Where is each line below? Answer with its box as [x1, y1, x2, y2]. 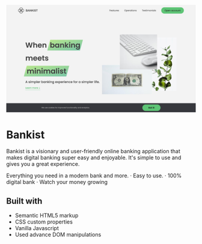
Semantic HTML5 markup [14, 212, 79, 219]
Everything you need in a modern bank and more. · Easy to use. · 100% [6, 172, 182, 179]
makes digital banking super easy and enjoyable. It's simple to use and [6, 154, 182, 161]
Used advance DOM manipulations [14, 231, 102, 239]
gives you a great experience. [6, 160, 80, 168]
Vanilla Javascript [14, 225, 59, 232]
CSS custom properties [14, 218, 73, 225]
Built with [6, 196, 43, 206]
